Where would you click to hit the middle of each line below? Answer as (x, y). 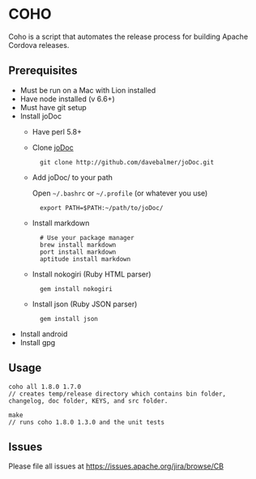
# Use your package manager (87, 237)
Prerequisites (43, 71)
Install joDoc (41, 116)
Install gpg (38, 342)
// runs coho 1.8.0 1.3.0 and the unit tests (86, 422)
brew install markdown (78, 245)
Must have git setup (53, 107)
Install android (44, 334)
